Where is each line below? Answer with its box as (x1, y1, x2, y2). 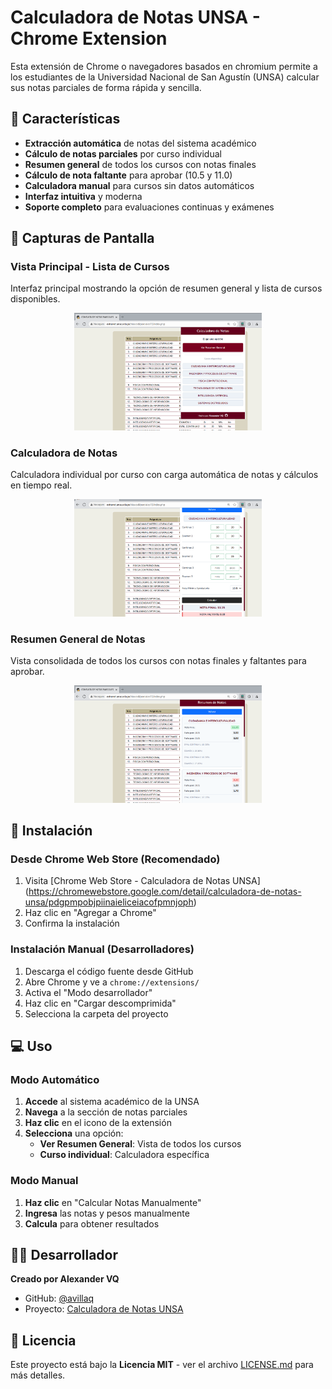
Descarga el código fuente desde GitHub (24, 965, 194, 977)
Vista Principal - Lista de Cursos (10, 260, 170, 274)
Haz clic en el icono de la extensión (24, 1117, 172, 1129)
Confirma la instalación (24, 917, 120, 930)
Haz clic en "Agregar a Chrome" (24, 907, 157, 919)
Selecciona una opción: (24, 1127, 124, 1140)
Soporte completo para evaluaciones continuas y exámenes (24, 201, 275, 213)
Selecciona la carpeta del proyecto (24, 1007, 169, 1020)
